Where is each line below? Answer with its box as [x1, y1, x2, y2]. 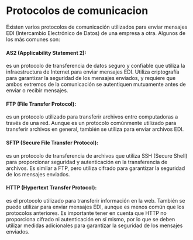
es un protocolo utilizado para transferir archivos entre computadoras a [6, 113, 178, 120]
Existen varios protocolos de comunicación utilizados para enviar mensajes [6, 23, 188, 30]
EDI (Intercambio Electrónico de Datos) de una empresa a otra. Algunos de [6, 29, 186, 36]
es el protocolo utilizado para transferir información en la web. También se [6, 197, 185, 204]
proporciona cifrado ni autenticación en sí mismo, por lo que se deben [6, 215, 175, 222]
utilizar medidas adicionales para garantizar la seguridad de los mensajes [6, 222, 183, 229]
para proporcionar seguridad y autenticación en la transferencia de [6, 158, 168, 165]
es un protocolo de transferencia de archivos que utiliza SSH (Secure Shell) [6, 152, 188, 159]
